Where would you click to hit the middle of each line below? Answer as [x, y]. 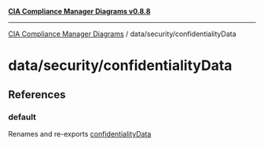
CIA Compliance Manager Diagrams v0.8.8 [79, 11]
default [22, 117]
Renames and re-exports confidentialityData [80, 133]
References [37, 95]
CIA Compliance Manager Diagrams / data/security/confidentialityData [123, 34]
